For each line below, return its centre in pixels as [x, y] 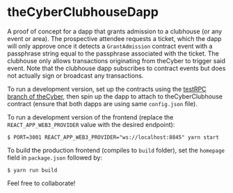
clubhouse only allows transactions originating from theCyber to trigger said [116, 60]
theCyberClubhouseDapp [83, 12]
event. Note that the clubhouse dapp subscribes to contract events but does [116, 68]
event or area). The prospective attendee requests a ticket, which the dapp [114, 38]
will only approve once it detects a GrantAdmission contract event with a [110, 46]
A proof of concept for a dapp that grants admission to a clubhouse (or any [115, 31]
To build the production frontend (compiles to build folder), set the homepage [116, 150]
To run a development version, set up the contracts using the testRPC [107, 89]
